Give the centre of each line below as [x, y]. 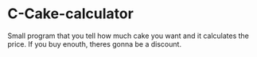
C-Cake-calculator [71, 14]
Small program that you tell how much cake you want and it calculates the [128, 36]
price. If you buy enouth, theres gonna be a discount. [95, 44]
